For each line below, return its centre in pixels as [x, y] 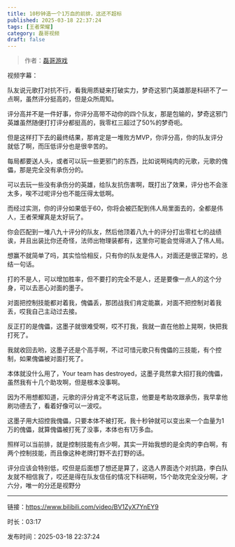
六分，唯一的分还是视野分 [44, 485]
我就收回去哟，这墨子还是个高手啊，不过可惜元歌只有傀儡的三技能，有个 [111, 350]
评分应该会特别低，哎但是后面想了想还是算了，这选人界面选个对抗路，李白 [114, 468]
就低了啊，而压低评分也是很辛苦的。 [59, 146]
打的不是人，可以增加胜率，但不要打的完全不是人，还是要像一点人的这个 [111, 279]
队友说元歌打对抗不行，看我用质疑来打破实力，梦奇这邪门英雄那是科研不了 [114, 90]
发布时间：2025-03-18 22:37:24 [54, 537]
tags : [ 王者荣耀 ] [30, 27]
